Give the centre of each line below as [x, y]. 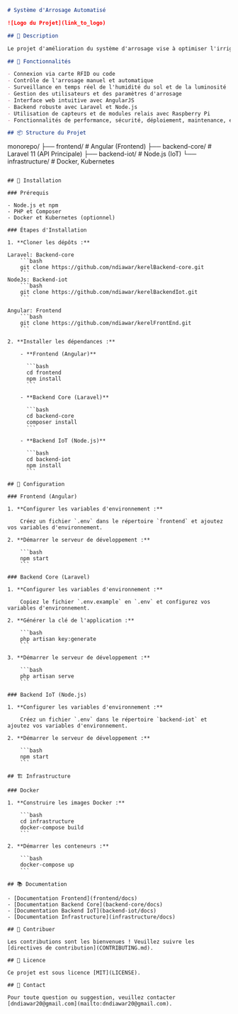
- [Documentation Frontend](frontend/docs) [73, 899]
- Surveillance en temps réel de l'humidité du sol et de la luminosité [117, 87]
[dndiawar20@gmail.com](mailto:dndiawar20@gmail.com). [90, 1004]
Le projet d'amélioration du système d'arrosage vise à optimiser [107, 49]
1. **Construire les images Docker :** [66, 803]
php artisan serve [47, 676]
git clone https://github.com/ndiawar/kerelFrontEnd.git [106, 323]
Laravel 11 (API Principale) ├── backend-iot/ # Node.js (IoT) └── [102, 154]
